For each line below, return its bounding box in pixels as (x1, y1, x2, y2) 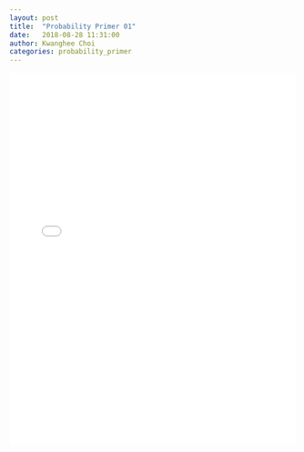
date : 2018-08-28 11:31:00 (9, 30, 120, 39)
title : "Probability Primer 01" (9, 22, 137, 31)
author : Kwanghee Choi (9, 38, 96, 48)
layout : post (9, 13, 59, 23)
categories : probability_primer (9, 47, 132, 56)
